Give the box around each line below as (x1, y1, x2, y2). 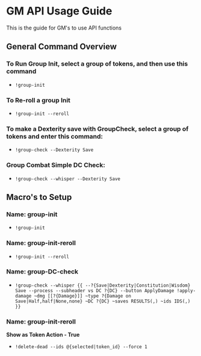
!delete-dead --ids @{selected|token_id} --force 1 (14, 344, 147, 350)
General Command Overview (6, 42, 117, 52)
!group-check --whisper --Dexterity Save (14, 176, 120, 182)
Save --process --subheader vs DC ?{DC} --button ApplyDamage (14, 287, 175, 293)
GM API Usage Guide (6, 4, 113, 18)
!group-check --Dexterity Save (14, 147, 94, 153)
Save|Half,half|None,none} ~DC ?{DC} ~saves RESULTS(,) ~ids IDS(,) (14, 298, 191, 304)
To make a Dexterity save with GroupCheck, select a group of (6, 125, 189, 133)
